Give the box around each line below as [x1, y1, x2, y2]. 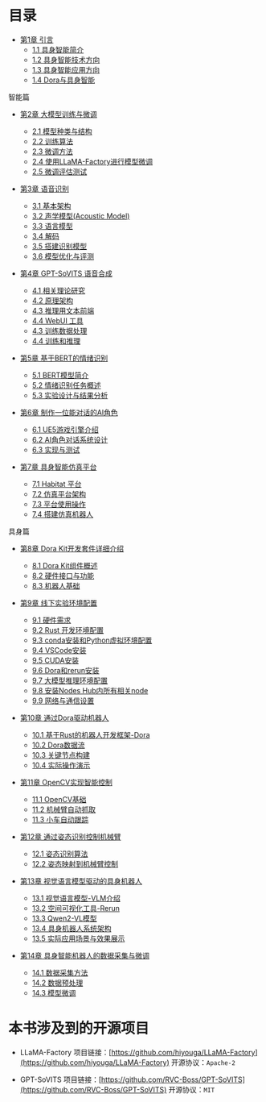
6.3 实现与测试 [31, 444, 80, 455]
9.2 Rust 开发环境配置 [31, 625, 104, 634]
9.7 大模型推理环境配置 [31, 676, 108, 685]
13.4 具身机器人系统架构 [31, 923, 112, 933]
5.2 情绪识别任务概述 [31, 380, 102, 390]
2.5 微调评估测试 [31, 166, 88, 177]
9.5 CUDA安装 [31, 655, 79, 665]
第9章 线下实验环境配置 [19, 597, 98, 608]
